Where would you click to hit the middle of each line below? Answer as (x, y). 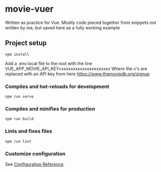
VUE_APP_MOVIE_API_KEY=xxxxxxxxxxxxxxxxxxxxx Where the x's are (76, 68)
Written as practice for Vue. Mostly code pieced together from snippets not (81, 22)
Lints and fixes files (29, 131)
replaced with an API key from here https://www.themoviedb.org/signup (77, 74)
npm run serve (20, 97)
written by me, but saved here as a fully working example (63, 27)
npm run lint (18, 141)
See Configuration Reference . (35, 164)
